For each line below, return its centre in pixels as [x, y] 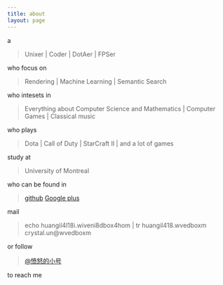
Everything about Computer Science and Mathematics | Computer [120, 108]
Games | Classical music [60, 116]
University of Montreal [57, 170]
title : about [26, 14]
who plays [22, 129]
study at [19, 157]
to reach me [25, 274]
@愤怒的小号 [43, 260]
